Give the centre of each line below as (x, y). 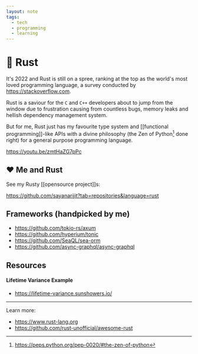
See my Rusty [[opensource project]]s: (53, 184)
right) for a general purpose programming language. (70, 140)
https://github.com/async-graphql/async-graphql (75, 247)
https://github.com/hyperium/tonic (57, 234)
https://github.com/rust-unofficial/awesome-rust (74, 328)
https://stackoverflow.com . (39, 91)
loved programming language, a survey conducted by (71, 85)
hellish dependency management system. (57, 115)
